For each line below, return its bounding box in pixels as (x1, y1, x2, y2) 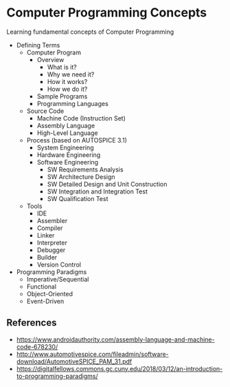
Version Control (36, 260, 82, 269)
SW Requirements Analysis (47, 165, 124, 174)
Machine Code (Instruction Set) (36, 114, 126, 122)
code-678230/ (16, 342, 58, 351)
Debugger (36, 246, 66, 254)
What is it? (47, 63, 77, 71)
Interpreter (36, 238, 68, 247)
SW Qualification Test (47, 194, 108, 202)
